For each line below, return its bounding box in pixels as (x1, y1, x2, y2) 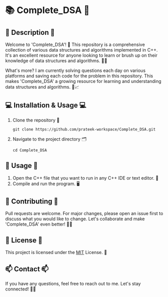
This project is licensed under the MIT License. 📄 (5, 249, 107, 256)
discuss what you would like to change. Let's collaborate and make (5, 216, 145, 222)
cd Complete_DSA (12, 148, 47, 153)
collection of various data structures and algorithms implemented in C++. (5, 47, 158, 53)
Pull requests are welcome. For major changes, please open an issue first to (5, 210, 163, 217)
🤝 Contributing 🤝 (5, 197, 59, 206)
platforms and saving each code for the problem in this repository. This (5, 73, 153, 79)
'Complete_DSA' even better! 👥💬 (5, 221, 72, 227)
